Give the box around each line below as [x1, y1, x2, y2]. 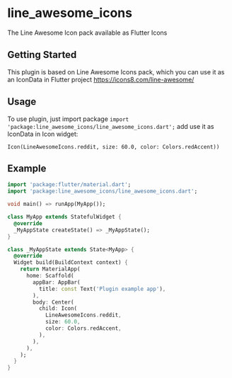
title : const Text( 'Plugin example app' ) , [38, 285, 166, 292]
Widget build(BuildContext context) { [13, 259, 129, 266]
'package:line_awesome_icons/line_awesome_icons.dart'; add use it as [7, 122, 214, 130]
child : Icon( [38, 305, 78, 312]
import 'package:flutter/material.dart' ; [7, 181, 132, 188]
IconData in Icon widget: [7, 130, 79, 138]
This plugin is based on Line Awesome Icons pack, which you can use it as [7, 67, 225, 76]
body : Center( [33, 299, 74, 306]
